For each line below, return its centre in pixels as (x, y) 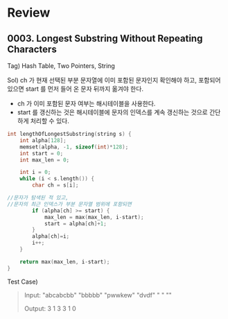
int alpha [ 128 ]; (43, 140)
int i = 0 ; (35, 172)
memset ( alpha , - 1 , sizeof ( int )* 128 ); (74, 147)
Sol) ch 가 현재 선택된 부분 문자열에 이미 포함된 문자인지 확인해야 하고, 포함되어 (114, 80)
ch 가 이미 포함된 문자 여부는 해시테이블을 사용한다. (86, 103)
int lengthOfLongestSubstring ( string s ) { (69, 134)
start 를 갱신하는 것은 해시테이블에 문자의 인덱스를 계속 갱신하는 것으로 (112, 112)
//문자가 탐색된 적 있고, (38, 198)
